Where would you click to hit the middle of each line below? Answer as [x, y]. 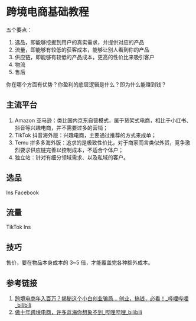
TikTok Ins [19, 227]
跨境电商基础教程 [48, 12]
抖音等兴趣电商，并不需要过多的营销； [61, 127]
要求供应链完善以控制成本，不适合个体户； [72, 150]
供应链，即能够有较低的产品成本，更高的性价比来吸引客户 [84, 57]
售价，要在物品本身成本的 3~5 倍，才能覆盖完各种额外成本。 [80, 263]
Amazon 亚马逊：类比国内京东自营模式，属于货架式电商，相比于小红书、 [103, 120]
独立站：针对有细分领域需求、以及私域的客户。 [71, 157]
